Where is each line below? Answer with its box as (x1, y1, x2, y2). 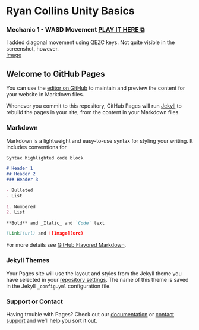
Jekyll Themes (6, 256, 50, 265)
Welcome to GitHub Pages (6, 68, 105, 78)
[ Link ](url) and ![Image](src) (6, 231, 84, 237)
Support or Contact (6, 297, 64, 306)
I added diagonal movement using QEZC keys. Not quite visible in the (6, 39, 175, 46)
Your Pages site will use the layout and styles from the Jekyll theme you (6, 269, 182, 277)
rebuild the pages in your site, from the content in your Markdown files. (6, 109, 180, 116)
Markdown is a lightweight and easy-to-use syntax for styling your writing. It (6, 137, 193, 144)
